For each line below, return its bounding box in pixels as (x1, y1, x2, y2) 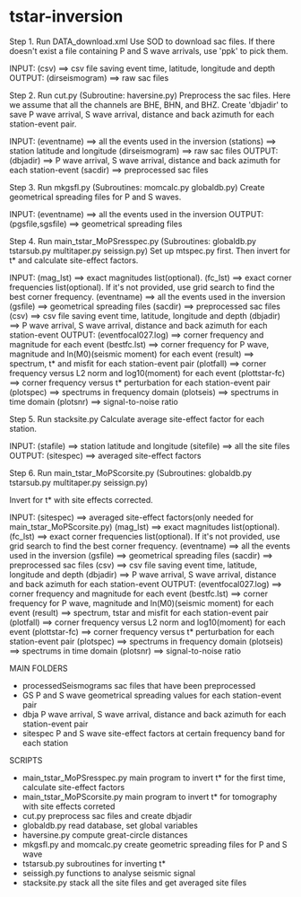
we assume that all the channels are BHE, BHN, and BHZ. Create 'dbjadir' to (9, 99, 288, 110)
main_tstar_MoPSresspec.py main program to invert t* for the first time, (21, 772, 286, 783)
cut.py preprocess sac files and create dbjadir (21, 810, 193, 821)
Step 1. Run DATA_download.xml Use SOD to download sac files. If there (9, 36, 276, 47)
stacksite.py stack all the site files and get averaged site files (21, 877, 247, 888)
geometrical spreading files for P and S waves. (9, 191, 182, 202)
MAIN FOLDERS (9, 663, 68, 673)
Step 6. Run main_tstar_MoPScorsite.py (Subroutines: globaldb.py (9, 467, 253, 478)
